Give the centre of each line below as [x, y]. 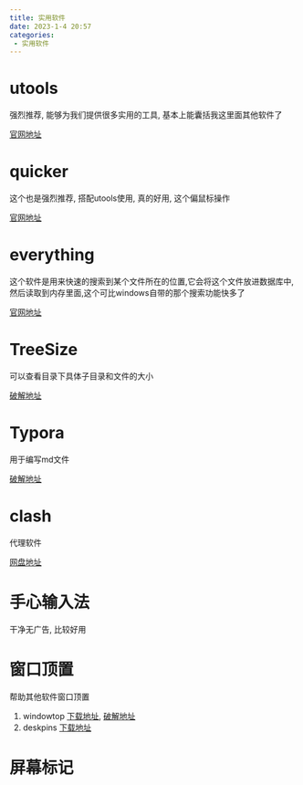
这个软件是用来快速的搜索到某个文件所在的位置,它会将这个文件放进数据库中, [152, 282]
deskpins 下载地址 [57, 727]
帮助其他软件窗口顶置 [49, 696]
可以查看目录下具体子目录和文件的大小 [81, 376]
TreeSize [44, 350]
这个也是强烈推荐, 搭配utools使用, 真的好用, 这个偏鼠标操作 [120, 198]
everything [52, 255]
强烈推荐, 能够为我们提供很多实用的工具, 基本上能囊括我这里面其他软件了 [146, 115]
